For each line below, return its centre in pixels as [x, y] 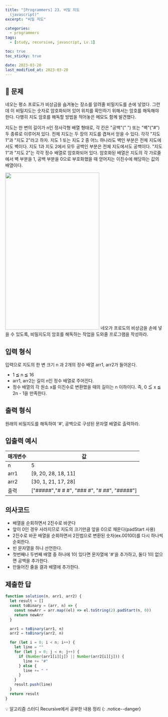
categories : [18, 28]
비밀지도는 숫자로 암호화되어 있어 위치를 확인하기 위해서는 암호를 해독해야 [88, 111]
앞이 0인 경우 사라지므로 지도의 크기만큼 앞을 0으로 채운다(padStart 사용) [84, 529]
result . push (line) [33, 685]
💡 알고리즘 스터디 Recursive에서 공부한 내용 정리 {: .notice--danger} [73, 708]
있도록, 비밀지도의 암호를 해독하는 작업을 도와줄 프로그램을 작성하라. [82, 334]
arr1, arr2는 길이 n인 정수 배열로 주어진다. [53, 381]
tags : [11, 38]
